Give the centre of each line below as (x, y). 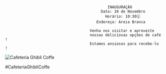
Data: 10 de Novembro (123, 11)
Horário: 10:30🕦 (123, 16)
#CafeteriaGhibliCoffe (27, 67)
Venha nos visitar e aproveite (122, 31)
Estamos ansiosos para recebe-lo (124, 44)
